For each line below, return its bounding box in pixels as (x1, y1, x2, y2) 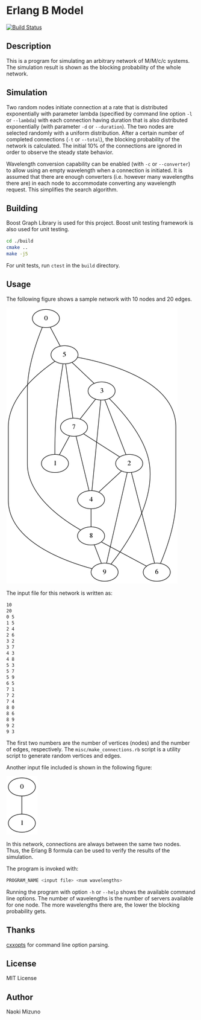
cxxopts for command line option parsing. (6, 941, 110, 948)
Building (6, 203, 38, 213)
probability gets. (6, 907, 47, 915)
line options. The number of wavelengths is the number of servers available (6, 894, 194, 902)
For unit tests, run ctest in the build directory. (6, 262, 120, 269)
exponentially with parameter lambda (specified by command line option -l (6, 110, 193, 117)
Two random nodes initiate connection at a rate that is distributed (6, 103, 168, 111)
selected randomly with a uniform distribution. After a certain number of (6, 129, 185, 136)
